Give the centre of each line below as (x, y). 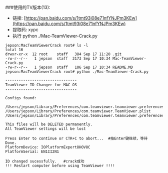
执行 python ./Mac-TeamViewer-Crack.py (55, 36)
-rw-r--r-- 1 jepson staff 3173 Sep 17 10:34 (58, 59)
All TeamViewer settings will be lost (45, 129)
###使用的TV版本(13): (28, 7)
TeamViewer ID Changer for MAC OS (41, 85)
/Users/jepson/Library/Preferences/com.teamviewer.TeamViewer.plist (78, 111)
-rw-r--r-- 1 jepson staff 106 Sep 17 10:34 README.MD (69, 67)
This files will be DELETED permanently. (49, 124)
